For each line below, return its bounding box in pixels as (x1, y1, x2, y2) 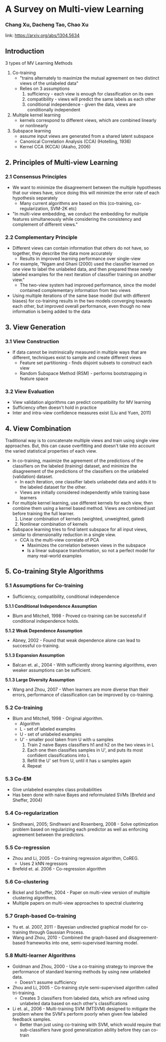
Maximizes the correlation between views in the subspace (27, 542, 146, 548)
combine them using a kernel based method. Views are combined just (12, 505, 155, 511)
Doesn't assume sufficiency (19, 979, 77, 985)
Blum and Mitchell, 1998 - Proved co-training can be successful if (12, 613, 146, 619)
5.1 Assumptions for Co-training (5, 582, 84, 589)
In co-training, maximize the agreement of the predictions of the (12, 458, 144, 464)
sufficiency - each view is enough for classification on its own (27, 91, 154, 97)
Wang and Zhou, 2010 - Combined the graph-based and (12, 934, 127, 941)
